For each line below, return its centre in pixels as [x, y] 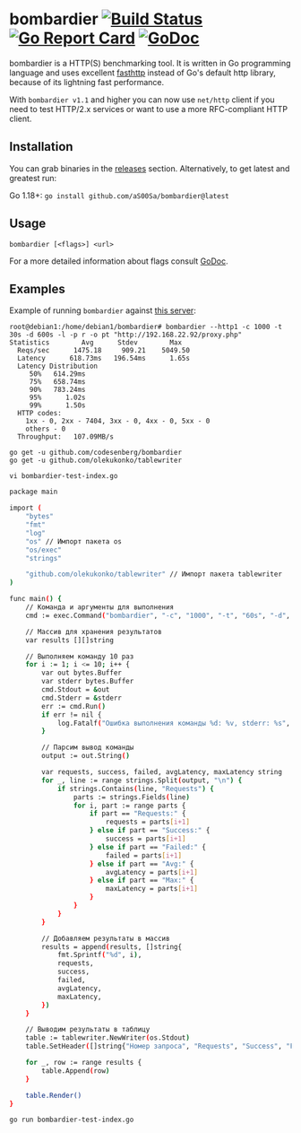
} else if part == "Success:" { [150, 831]
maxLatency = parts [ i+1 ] [152, 889]
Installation [41, 147]
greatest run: [33, 178]
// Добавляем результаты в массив [106, 938]
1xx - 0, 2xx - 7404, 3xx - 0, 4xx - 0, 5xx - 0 [118, 422]
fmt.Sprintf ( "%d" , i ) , [99, 955]
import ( [26, 508]
